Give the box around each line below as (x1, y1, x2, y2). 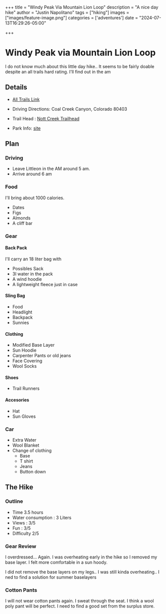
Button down (19, 468, 46, 474)
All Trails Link (12, 96, 40, 102)
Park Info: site (12, 125, 41, 131)
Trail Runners (12, 385, 40, 391)
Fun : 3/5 (12, 525, 31, 531)
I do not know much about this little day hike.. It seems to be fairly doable (5, 63, 155, 69)
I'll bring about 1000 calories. (5, 195, 64, 201)
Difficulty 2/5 (12, 530, 39, 536)
